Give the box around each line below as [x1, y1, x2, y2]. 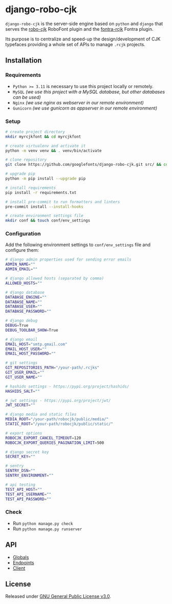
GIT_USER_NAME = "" [5, 375, 42, 380]
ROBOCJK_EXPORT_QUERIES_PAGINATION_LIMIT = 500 [5, 440, 104, 445]
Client [12, 565, 26, 571]
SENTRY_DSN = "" [5, 468, 36, 473]
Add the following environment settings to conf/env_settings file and [5, 242, 151, 248]
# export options [5, 430, 42, 436]
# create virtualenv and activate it [5, 143, 86, 148]
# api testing [5, 482, 36, 487]
